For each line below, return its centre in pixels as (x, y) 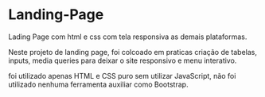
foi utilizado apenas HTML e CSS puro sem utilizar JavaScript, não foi (122, 76)
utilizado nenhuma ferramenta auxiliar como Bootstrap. (98, 84)
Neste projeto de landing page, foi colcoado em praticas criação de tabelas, (132, 52)
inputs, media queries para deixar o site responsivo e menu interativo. (123, 60)
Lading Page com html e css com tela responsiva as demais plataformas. (128, 37)
